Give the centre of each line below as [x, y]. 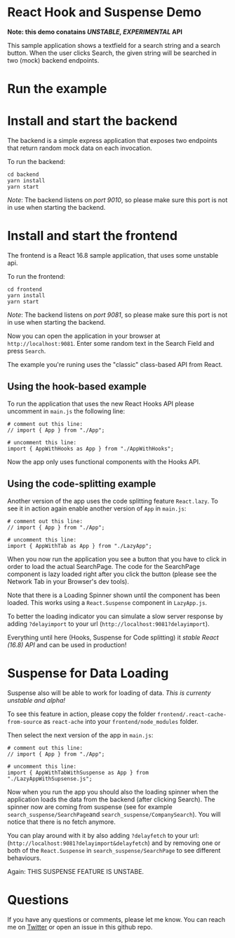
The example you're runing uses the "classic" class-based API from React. [115, 364]
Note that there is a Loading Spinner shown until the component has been [114, 595]
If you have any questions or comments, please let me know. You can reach [116, 919]
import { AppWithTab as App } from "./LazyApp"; [80, 546]
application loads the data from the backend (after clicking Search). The [111, 799]
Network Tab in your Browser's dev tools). [68, 581]
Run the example [57, 89]
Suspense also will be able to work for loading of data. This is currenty [109, 693]
